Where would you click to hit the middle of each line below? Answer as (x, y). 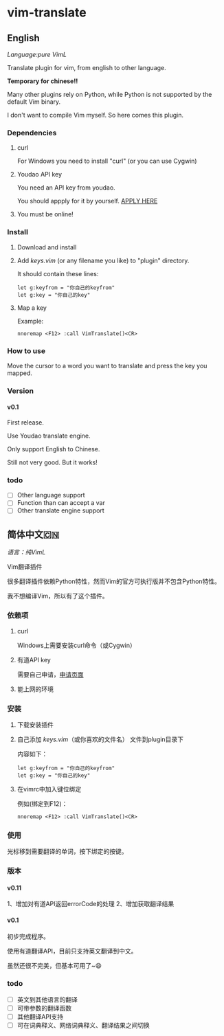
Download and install (47, 247)
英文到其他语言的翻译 (47, 999)
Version (21, 391)
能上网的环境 (35, 689)
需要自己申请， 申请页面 (50, 674)
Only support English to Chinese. (54, 449)
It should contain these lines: (58, 273)
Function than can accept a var (61, 503)
